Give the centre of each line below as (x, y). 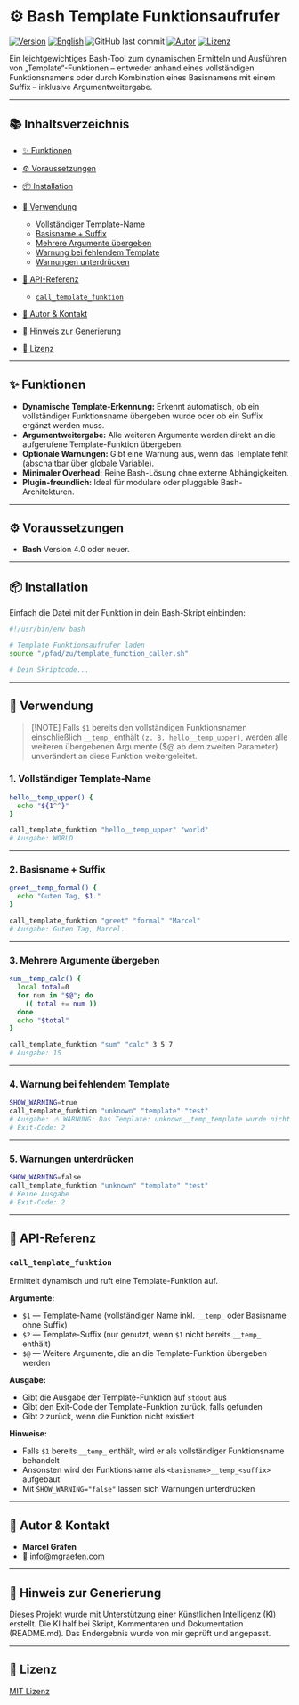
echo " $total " (43, 1020)
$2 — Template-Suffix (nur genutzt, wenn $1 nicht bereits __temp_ (141, 1335)
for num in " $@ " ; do (55, 995)
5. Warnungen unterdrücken (72, 1159)
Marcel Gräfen (49, 1547)
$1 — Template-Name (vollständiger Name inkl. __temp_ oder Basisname (154, 1316)
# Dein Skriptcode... (49, 670)
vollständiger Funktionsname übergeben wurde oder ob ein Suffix (142, 416)
